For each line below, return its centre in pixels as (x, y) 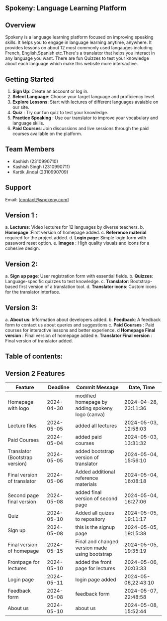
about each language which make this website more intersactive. (72, 64)
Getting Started (30, 79)
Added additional (95, 472)
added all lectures (96, 426)
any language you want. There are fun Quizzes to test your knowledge (77, 58)
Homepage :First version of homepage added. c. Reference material (76, 233)
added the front (93, 562)
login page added (96, 580)
